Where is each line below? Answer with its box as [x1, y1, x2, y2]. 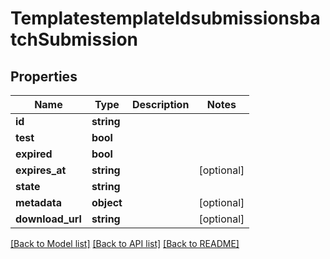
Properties [10, 68, 78, 85]
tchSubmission [10, 28, 138, 51]
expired [15, 147, 53, 161]
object [91, 196, 123, 209]
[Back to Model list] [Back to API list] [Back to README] [10, 238, 240, 249]
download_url [15, 212, 82, 226]
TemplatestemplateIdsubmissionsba [10, 7, 321, 30]
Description [131, 98, 190, 111]
